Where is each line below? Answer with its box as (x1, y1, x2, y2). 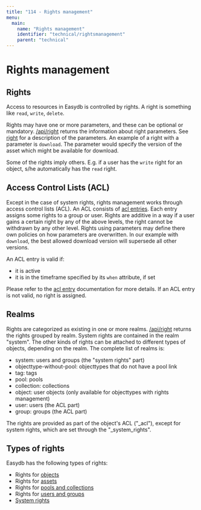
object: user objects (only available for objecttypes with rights (14, 388, 169, 396)
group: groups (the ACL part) (14, 408, 88, 415)
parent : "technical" (17, 37, 69, 43)
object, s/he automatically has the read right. (6, 165, 117, 172)
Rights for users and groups (14, 491, 85, 498)
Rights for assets (14, 477, 57, 485)
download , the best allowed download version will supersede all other (6, 237, 177, 244)
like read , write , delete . (6, 110, 65, 117)
